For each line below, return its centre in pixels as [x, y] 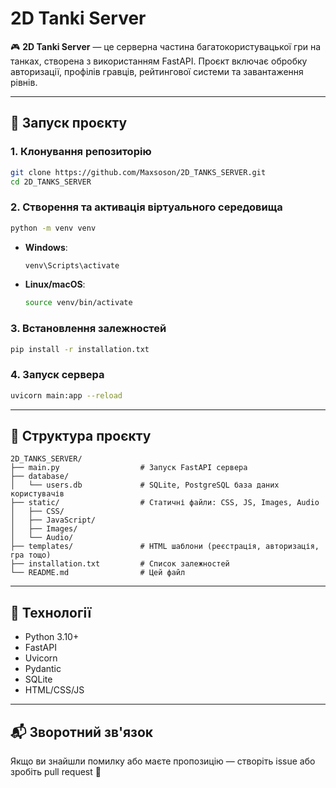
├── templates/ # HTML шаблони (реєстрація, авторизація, [165, 547]
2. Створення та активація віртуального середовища [146, 207]
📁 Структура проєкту [81, 436]
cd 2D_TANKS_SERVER [51, 182]
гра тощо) [31, 555]
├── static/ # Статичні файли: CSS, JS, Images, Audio [165, 503]
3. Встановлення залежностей [88, 329]
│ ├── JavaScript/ [53, 520]
